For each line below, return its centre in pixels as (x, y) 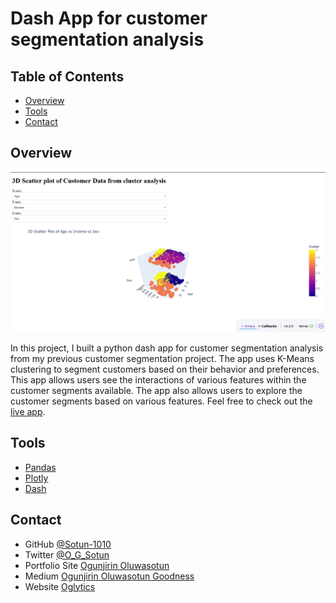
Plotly (36, 478)
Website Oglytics (60, 586)
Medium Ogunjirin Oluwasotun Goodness (109, 576)
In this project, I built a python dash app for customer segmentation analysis (167, 348)
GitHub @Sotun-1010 (68, 544)
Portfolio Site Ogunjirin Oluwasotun (97, 565)
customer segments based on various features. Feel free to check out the (161, 401)
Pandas (40, 467)
